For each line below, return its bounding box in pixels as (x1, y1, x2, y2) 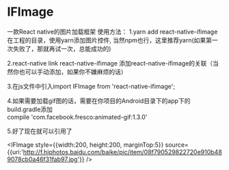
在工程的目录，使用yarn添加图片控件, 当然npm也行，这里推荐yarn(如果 (7, 36, 206, 44)
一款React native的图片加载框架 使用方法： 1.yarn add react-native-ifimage (7, 27, 218, 36)
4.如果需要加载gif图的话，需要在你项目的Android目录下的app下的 (7, 96, 191, 104)
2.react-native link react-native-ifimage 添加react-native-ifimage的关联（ (7, 59, 213, 67)
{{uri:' (7, 147, 24, 156)
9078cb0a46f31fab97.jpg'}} (7, 155, 85, 163)
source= (165, 141, 189, 149)
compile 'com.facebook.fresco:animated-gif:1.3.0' (7, 113, 148, 121)
